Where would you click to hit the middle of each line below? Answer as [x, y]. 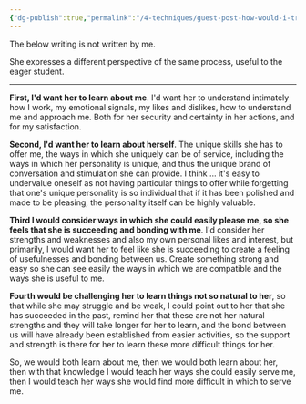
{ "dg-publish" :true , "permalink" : [73, 18]
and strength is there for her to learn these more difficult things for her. [142, 344]
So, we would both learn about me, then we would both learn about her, [144, 362]
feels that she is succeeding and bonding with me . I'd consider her [137, 230]
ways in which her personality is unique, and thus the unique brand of [140, 163]
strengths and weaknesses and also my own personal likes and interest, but [152, 239]
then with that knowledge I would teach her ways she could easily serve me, [153, 371]
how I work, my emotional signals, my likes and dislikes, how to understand [150, 107]
